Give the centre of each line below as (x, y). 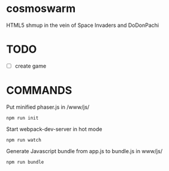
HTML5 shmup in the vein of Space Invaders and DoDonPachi (83, 25)
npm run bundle (25, 162)
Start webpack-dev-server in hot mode (54, 129)
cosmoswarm (41, 9)
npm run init (22, 118)
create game (31, 66)
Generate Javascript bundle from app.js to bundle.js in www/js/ (84, 151)
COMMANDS (39, 91)
